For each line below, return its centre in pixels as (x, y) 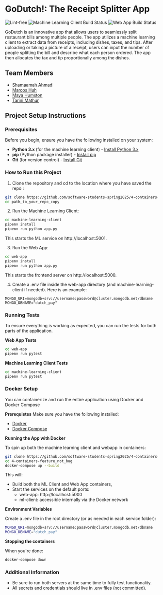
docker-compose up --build (32, 465)
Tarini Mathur (25, 100)
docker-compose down (26, 560)
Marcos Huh (24, 90)
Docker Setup (21, 389)
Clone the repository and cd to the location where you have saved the (82, 183)
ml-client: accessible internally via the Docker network (74, 500)
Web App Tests (21, 340)
